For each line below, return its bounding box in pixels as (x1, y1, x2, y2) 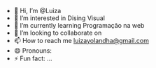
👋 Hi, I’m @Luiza (13, 7, 62, 15)
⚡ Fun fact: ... (13, 54, 52, 62)
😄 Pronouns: (13, 46, 52, 55)
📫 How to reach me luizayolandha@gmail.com (13, 37, 149, 44)
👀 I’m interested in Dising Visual (13, 14, 105, 22)
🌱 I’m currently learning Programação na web (13, 22, 145, 29)
